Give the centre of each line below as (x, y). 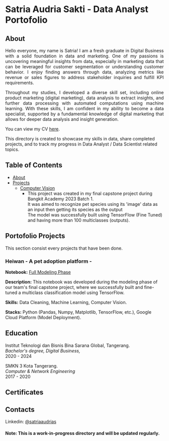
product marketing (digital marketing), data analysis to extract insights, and (84, 98)
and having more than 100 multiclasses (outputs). (78, 220)
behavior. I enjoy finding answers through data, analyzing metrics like (84, 72)
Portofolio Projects (35, 236)
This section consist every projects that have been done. (64, 248)
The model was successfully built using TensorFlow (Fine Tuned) (95, 214)
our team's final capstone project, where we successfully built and (74, 287)
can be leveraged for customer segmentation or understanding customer (84, 67)
